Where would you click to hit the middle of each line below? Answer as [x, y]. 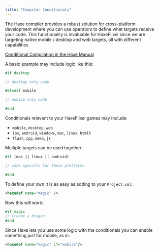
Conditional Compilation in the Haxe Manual [49, 54]
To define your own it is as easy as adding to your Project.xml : [69, 184]
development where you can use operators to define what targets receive [79, 29]
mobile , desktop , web [32, 127]
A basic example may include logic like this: [49, 64]
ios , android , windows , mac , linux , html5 [51, 133]
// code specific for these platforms [45, 166]
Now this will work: [24, 203]
